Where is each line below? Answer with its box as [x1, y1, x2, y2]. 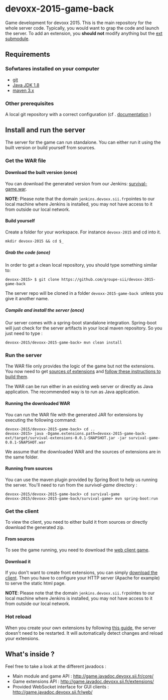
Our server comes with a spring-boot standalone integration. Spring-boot [5, 320, 157, 325]
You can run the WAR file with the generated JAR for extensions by [5, 411, 143, 417]
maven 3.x [12, 87, 34, 93]
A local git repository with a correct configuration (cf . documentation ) [5, 111, 151, 117]
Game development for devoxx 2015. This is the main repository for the [5, 20, 152, 26]
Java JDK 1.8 [12, 82, 40, 88]
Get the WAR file [5, 157, 46, 164]
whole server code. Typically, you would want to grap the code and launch [5, 25, 159, 31]
